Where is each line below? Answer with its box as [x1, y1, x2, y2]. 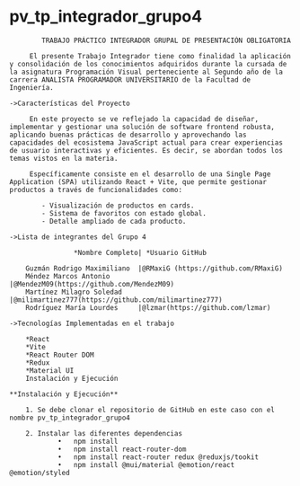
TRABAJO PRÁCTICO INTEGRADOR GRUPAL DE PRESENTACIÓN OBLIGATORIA [41, 36, 292, 45]
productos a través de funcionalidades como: [9, 185, 182, 194]
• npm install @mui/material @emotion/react [57, 460, 235, 469]
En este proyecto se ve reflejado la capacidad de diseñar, [29, 114, 259, 123]
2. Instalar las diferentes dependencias [25, 429, 182, 437]
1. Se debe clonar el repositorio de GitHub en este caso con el [25, 405, 276, 414]
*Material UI [25, 366, 75, 375]
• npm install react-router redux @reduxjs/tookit [57, 452, 259, 462]
